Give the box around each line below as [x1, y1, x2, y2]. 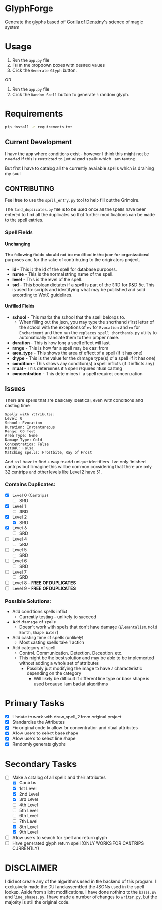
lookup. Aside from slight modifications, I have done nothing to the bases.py [5, 889, 157, 895]
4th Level [19, 802, 38, 808]
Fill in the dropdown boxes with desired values [12, 62, 105, 68]
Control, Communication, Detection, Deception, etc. [19, 650, 123, 656]
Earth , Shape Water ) [19, 629, 59, 635]
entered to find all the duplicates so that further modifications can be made [5, 212, 155, 218]
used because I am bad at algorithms [33, 681, 108, 686]
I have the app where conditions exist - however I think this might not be [5, 151, 149, 157]
